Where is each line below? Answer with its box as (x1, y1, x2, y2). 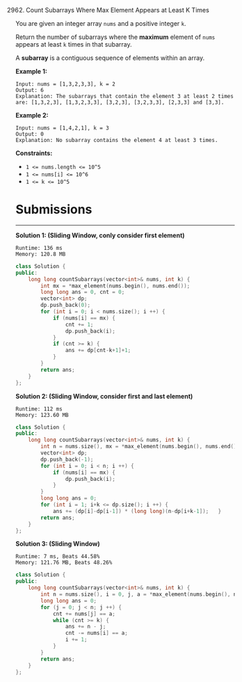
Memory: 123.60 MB (15, 411, 69, 418)
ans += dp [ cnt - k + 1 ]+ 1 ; (65, 347, 131, 354)
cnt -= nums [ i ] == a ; (65, 630, 128, 637)
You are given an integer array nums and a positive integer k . (15, 19, 187, 27)
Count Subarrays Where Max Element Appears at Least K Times (25, 6, 210, 14)
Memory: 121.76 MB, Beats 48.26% (15, 560, 113, 566)
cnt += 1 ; (65, 321, 94, 328)
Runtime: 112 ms (15, 405, 63, 413)
